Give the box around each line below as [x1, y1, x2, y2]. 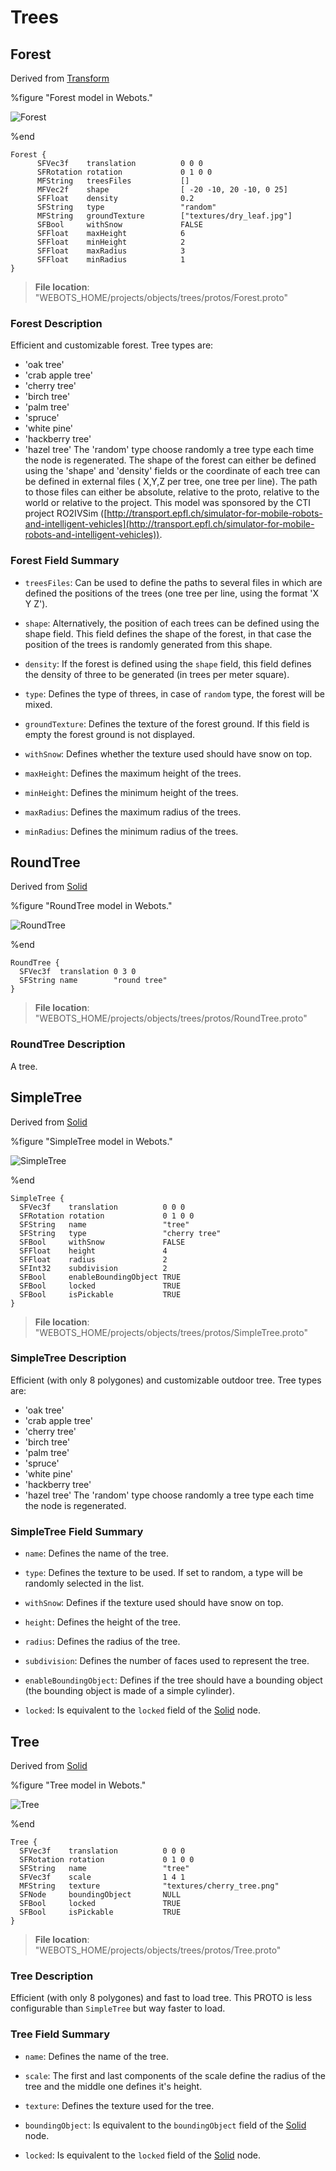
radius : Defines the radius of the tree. [24, 1636, 181, 1648]
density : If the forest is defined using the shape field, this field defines [24, 657, 312, 670]
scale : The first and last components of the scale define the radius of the [24, 2069, 326, 2081]
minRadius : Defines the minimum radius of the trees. [24, 825, 239, 837]
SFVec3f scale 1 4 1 [19, 1872, 186, 1882]
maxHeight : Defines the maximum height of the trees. [24, 767, 242, 779]
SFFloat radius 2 [19, 1254, 168, 1265]
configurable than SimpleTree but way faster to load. [10, 2002, 226, 2015]
